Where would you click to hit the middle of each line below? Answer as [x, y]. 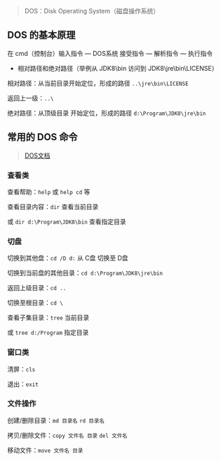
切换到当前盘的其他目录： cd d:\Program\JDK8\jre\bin [85, 273]
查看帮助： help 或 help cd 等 [49, 191]
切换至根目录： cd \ [35, 303]
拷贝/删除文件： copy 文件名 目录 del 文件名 [67, 435]
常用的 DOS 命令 [43, 137]
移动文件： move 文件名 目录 [45, 450]
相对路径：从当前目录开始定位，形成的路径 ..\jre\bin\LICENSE [98, 83]
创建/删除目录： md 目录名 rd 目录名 [56, 420]
